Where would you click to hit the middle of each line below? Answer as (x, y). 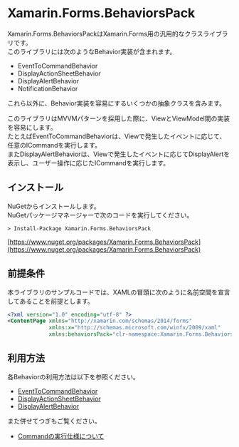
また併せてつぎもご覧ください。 (54, 421)
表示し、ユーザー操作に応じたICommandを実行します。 (88, 163)
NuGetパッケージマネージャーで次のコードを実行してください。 (100, 215)
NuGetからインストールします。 (54, 206)
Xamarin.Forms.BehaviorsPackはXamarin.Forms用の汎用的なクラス (105, 34)
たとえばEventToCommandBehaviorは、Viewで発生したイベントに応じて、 (117, 136)
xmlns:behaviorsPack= (81, 334)
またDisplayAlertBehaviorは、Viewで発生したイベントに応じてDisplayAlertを (118, 154)
